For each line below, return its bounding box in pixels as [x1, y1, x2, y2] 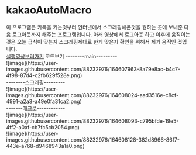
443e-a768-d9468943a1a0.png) [6, 142, 85, 149]
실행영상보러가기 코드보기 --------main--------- [6, 53, 118, 60]
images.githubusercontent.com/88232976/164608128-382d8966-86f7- [6, 136, 180, 143]
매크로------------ [22, 105, 66, 112]
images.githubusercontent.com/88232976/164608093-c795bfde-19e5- [6, 118, 179, 125]
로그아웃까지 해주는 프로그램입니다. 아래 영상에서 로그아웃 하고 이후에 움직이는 [12, 30, 191, 38]
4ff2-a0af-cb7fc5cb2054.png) [6, 123, 80, 130]
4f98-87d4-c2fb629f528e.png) [6, 71, 82, 79]
